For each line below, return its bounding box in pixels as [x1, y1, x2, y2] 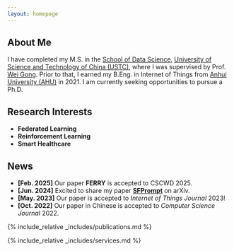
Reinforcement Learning [17, 132, 91, 141]
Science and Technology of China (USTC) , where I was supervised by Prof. [7, 63, 226, 71]
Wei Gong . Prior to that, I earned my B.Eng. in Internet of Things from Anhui [7, 70, 228, 78]
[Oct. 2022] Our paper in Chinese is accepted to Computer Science [17, 202, 216, 210]
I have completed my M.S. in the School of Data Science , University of [7, 55, 212, 64]
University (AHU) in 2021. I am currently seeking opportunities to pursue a [7, 78, 223, 86]
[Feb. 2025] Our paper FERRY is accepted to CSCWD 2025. [17, 179, 193, 187]
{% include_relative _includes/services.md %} [7, 236, 141, 245]
